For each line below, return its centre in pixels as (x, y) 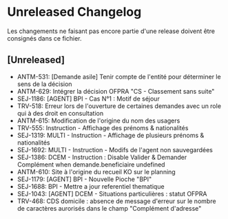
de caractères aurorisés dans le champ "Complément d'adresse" (109, 208)
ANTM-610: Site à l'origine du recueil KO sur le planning (96, 171)
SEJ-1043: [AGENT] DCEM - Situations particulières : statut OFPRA (112, 194)
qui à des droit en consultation (60, 113)
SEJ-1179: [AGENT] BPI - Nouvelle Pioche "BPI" (84, 179)
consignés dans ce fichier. (44, 38)
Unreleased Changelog (74, 12)
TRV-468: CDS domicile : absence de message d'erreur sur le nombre (116, 201)
